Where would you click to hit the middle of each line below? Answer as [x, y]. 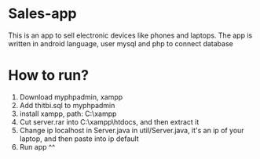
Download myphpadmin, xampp [71, 97]
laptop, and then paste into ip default [79, 139]
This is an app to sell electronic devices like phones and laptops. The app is [130, 35]
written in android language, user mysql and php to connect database [121, 43]
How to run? [48, 76]
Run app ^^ [37, 146]
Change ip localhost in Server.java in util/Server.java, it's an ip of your [132, 130]
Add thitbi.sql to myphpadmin [67, 105]
